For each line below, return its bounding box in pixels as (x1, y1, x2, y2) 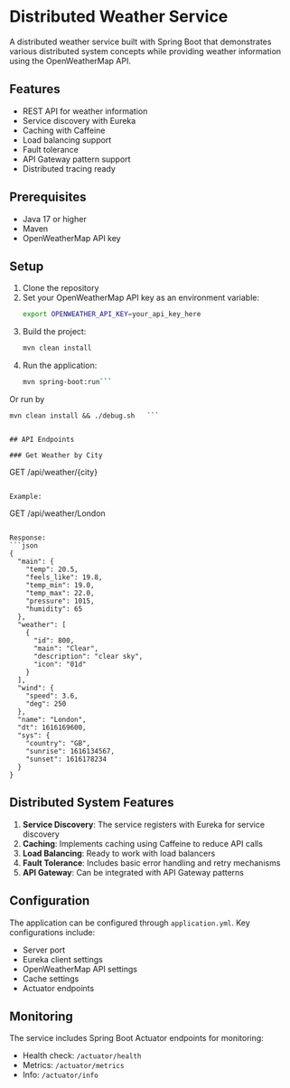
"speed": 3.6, (25, 691, 79, 700)
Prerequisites (9, 190, 87, 205)
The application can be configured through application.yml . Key (9, 917, 250, 928)
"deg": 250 (25, 699, 67, 708)
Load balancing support (22, 134, 112, 145)
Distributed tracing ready (22, 163, 116, 174)
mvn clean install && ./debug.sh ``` (9, 411, 160, 420)
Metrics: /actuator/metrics (22, 1060, 125, 1071)
